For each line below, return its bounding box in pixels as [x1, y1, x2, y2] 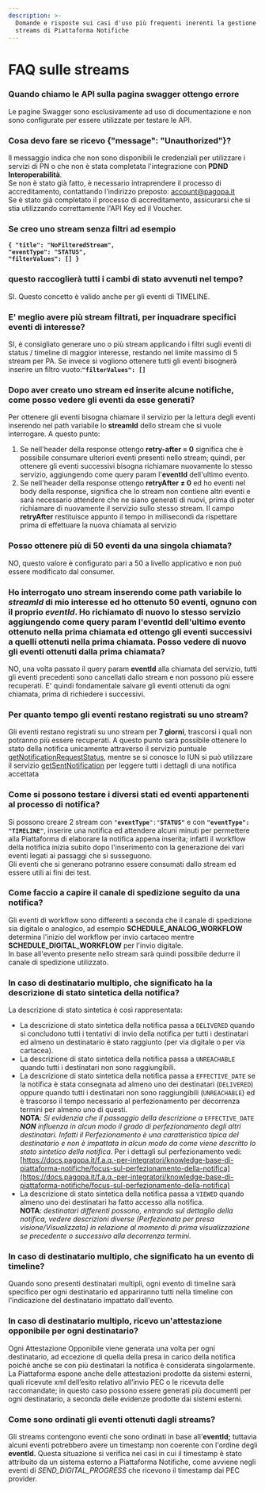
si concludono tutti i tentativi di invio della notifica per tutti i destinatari [19, 1029, 249, 1039]
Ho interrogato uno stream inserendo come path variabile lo [8, 586, 243, 597]
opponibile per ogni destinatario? [8, 1325, 138, 1336]
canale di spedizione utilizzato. [8, 957, 109, 967]
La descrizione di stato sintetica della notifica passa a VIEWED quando [19, 1189, 244, 1198]
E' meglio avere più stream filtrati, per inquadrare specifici [8, 311, 237, 322]
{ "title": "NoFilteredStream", [8, 241, 115, 250]
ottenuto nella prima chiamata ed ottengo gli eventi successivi [8, 626, 252, 637]
